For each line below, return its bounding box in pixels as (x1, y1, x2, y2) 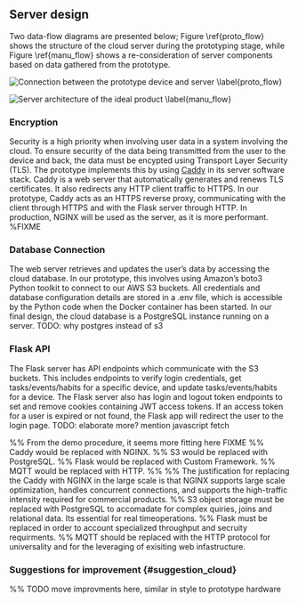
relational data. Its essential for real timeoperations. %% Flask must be (9, 512, 269, 524)
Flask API (9, 343, 51, 355)
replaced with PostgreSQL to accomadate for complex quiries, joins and (9, 503, 273, 514)
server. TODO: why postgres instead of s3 (9, 321, 164, 331)
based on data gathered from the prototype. (9, 59, 171, 69)
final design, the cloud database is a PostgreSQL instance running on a (9, 311, 270, 322)
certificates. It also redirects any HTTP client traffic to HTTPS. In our (9, 183, 260, 194)
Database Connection (9, 244, 106, 257)
